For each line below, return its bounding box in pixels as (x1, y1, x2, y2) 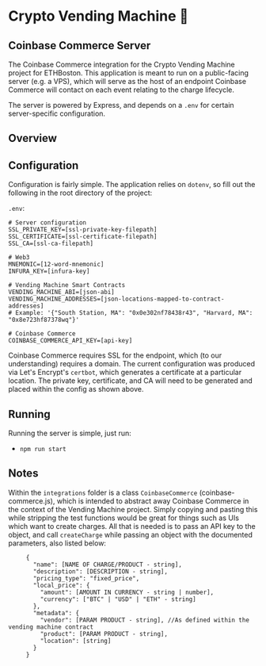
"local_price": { (32, 581, 90, 589)
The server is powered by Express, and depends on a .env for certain (8, 101, 235, 109)
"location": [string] (40, 637, 112, 645)
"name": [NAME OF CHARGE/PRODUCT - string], (32, 561, 182, 568)
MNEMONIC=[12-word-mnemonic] (8, 261, 104, 269)
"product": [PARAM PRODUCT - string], (40, 630, 169, 637)
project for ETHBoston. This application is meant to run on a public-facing (8, 68, 249, 78)
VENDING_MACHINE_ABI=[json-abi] (8, 289, 115, 297)
